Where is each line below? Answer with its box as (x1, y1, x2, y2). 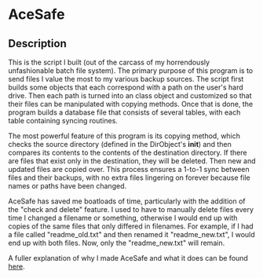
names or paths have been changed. (8, 181, 127, 190)
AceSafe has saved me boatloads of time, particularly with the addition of (8, 196, 246, 206)
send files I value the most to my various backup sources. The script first (8, 75, 244, 83)
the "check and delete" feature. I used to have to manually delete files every (8, 205, 254, 214)
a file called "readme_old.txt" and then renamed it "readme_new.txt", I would (8, 230, 255, 239)
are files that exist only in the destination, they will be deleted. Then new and (8, 156, 256, 166)
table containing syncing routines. (8, 116, 118, 125)
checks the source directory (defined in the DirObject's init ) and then (8, 140, 232, 148)
